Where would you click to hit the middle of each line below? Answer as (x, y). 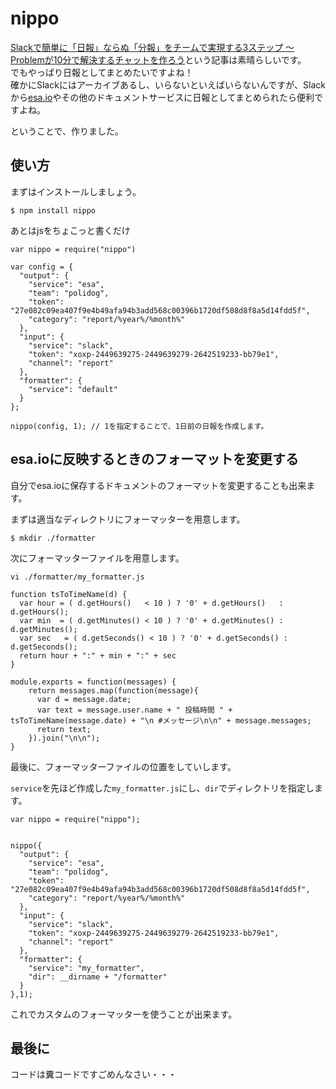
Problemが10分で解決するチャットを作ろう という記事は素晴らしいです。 (158, 59)
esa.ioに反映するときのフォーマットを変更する (155, 459)
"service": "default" (73, 389)
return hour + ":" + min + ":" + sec (98, 655)
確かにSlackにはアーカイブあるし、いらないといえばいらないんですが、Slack (168, 84)
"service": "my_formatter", (86, 968)
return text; (64, 729)
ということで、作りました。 (67, 131)
